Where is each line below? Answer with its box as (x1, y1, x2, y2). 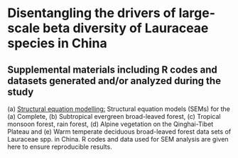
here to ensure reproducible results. (7, 142, 112, 151)
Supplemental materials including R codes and (7, 63, 218, 75)
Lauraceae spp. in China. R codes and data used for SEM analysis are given (7, 135, 229, 143)
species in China (7, 36, 108, 51)
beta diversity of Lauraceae (42, 20, 209, 36)
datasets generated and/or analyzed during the (7, 75, 222, 87)
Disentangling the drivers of (7, 5, 176, 21)
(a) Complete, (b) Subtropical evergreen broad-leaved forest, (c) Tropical (7, 112, 221, 120)
